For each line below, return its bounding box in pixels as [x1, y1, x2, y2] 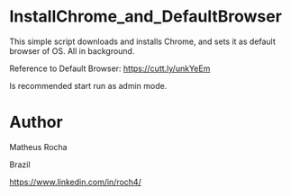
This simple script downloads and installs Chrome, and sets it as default [9, 36, 277, 47]
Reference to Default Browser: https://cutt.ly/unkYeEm [9, 63, 211, 74]
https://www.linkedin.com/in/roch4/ [9, 176, 141, 187]
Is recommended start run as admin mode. [9, 80, 168, 91]
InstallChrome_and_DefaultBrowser [9, 6, 282, 27]
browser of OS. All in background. [9, 45, 135, 56]
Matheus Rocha [9, 141, 68, 152]
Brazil [9, 159, 31, 170]
